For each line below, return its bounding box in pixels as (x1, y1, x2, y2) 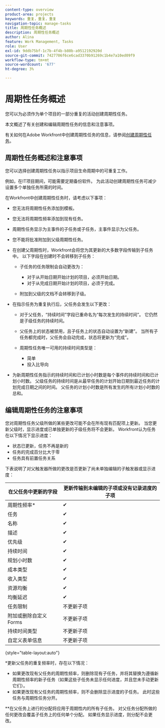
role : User (5, 44, 27, 49)
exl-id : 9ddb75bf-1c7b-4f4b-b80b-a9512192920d (5, 48, 102, 53)
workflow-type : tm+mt (5, 58, 50, 62)
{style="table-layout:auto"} (5, 650, 60, 656)
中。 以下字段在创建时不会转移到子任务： (12, 253, 96, 259)
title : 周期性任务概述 (5, 26, 47, 30)
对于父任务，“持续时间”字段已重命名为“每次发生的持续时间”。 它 (19, 311, 149, 317)
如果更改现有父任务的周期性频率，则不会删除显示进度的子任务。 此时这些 (12, 689, 160, 695)
